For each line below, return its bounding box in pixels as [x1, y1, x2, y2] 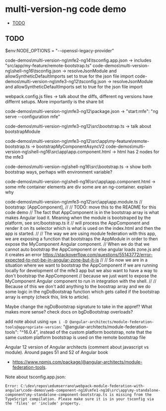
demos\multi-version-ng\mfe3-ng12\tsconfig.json [5, 78, 107, 84]
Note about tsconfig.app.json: [5, 374, 66, 380]
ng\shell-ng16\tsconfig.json [5, 68, 61, 74]
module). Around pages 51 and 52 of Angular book [5, 349, 108, 355]
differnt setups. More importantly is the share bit [5, 99, 104, 104]
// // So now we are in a [100, 257, 148, 263]
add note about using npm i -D [5, 318, 68, 324]
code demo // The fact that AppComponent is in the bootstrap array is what [5, 209, 159, 215]
